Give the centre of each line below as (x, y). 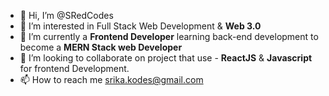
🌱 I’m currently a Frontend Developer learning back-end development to (169, 36)
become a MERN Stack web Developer (101, 47)
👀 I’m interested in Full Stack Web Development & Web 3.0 (140, 26)
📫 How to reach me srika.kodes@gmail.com (111, 79)
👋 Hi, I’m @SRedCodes (66, 15)
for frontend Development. (74, 68)
